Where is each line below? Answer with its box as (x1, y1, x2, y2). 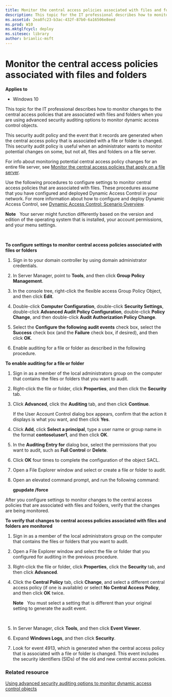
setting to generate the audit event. (12, 605, 87, 611)
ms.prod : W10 (5, 22, 33, 27)
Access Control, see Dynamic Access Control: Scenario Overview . (5, 201, 145, 207)
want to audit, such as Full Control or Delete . (12, 447, 108, 453)
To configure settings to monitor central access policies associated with (5, 241, 162, 248)
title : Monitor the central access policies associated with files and (5, 7, 161, 13)
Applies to (5, 86, 28, 92)
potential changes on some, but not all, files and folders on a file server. (5, 148, 157, 154)
